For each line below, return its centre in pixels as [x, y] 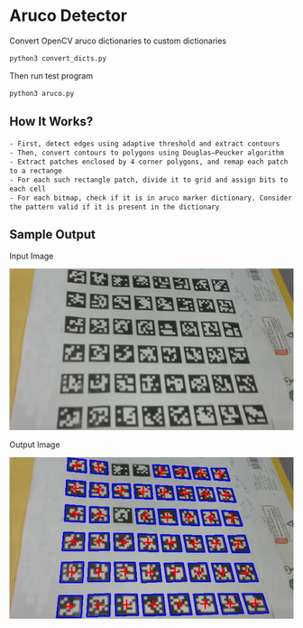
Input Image [32, 256]
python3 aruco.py [42, 93]
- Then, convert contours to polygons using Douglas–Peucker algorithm [147, 153]
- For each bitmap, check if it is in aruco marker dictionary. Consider [151, 198]
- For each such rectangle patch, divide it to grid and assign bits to [149, 180]
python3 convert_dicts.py [58, 58]
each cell [28, 189]
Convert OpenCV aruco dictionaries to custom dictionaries [118, 41]
